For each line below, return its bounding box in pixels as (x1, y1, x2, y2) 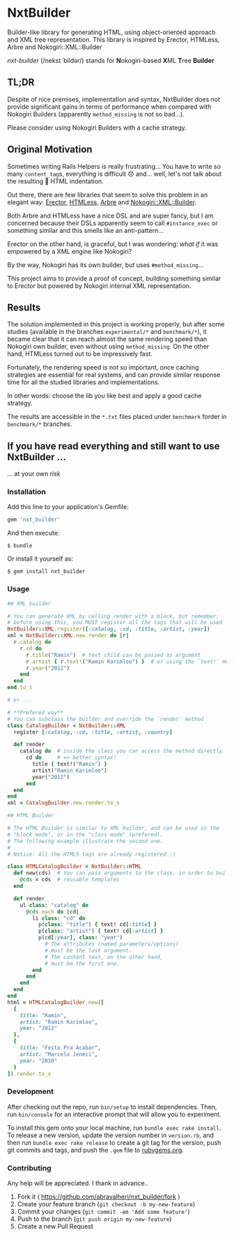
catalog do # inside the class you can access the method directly (19, 747, 223, 754)
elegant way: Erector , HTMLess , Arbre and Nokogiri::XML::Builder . (7, 197, 197, 206)
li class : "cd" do (32, 915, 86, 922)
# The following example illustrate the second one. (7, 837, 164, 844)
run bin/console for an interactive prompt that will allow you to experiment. (7, 1110, 221, 1118)
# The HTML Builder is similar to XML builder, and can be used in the (7, 825, 219, 832)
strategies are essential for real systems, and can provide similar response (7, 371, 221, 379)
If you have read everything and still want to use (7, 440, 221, 452)
